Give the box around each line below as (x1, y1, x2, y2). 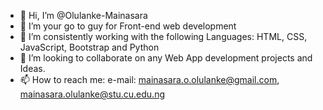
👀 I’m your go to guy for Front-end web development (19, 20, 237, 32)
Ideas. (19, 63, 46, 74)
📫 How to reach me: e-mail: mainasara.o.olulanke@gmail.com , (19, 74, 280, 85)
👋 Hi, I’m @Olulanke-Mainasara (19, 10, 148, 21)
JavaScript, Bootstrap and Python (19, 41, 160, 53)
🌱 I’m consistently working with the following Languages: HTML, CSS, (19, 31, 308, 42)
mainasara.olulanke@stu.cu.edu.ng (19, 88, 165, 100)
